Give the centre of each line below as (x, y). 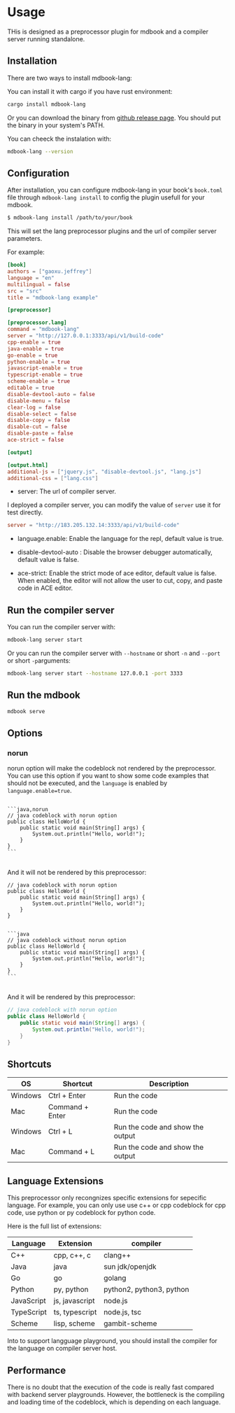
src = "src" (24, 291)
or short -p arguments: (39, 661)
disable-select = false (42, 414)
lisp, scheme (74, 1323)
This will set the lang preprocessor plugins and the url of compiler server (112, 231)
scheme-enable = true (39, 381)
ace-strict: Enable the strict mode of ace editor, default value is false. (117, 573)
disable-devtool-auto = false (51, 394)
